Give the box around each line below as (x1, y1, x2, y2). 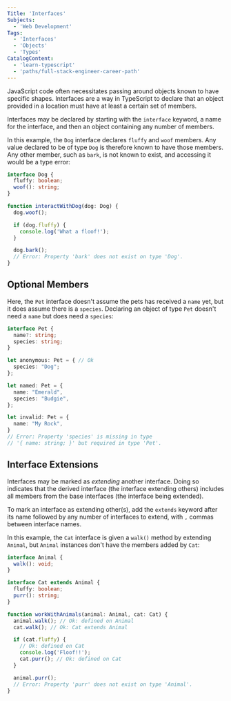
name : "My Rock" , (13, 421, 63, 428)
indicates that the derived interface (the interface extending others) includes (7, 484, 224, 492)
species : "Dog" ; (13, 363, 60, 370)
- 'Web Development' (13, 23, 72, 30)
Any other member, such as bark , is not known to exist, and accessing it (7, 150, 212, 159)
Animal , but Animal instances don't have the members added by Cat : (7, 540, 200, 549)
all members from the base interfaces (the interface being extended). (7, 492, 204, 500)
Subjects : (7, 17, 36, 23)
